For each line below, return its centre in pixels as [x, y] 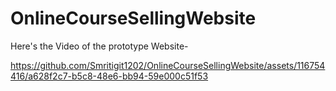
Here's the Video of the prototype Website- [99, 46]
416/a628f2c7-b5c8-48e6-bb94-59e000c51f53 [109, 76]
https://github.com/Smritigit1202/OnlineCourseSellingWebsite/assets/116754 [168, 65]
